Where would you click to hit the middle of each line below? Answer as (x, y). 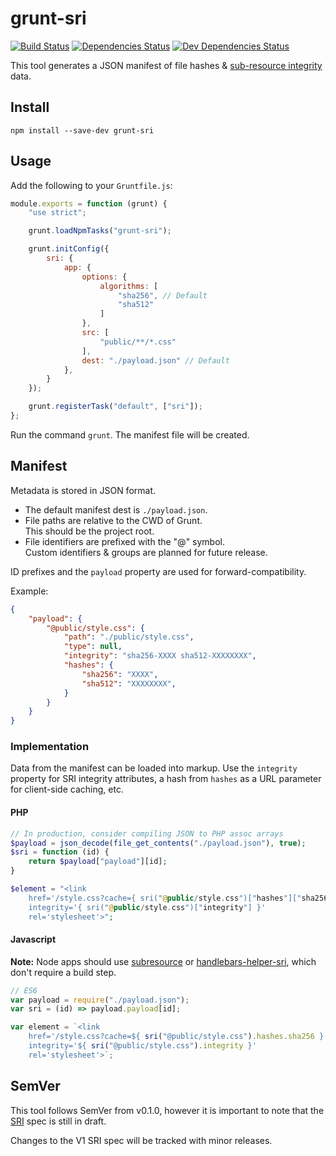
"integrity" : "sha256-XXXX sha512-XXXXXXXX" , (160, 656)
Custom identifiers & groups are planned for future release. (146, 552)
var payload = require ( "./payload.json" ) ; (100, 1000)
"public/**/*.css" (138, 342)
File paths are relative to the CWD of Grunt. (113, 520)
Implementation (50, 747)
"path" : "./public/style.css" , (129, 637)
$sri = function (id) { (60, 852)
